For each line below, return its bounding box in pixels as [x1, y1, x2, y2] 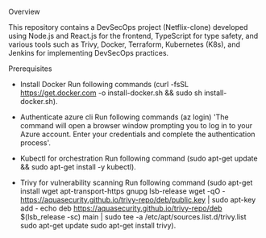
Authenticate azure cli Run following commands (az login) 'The [19, 112, 229, 122]
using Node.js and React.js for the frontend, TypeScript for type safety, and [8, 31, 259, 40]
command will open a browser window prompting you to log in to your [19, 121, 253, 130]
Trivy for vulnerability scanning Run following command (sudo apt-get [19, 177, 253, 187]
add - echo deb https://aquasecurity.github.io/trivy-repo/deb [19, 203, 223, 213]
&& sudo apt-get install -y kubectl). [19, 162, 137, 172]
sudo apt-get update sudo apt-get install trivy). [19, 221, 177, 230]
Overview [8, 7, 40, 16]
